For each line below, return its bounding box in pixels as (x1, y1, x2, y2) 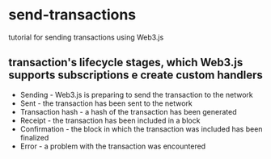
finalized (19, 132, 49, 142)
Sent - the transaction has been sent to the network (19, 98, 193, 108)
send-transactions (8, 6, 137, 24)
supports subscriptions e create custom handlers (8, 69, 263, 82)
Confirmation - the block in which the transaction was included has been (19, 123, 263, 134)
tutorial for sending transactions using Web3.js (8, 32, 164, 42)
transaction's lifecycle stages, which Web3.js (8, 56, 243, 69)
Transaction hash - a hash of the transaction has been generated (19, 107, 237, 116)
